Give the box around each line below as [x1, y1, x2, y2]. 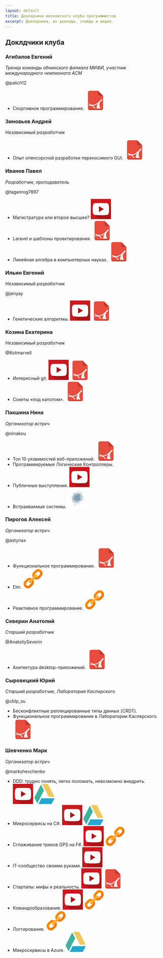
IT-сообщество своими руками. [12, 863, 82, 869]
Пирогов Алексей [5, 516, 51, 523]
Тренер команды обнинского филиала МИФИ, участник [5, 65, 127, 71]
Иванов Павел [5, 167, 42, 175]
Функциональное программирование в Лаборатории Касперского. [12, 713, 158, 719]
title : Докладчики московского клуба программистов [5, 13, 116, 19]
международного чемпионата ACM [5, 70, 82, 76]
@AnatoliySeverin [5, 639, 42, 645]
